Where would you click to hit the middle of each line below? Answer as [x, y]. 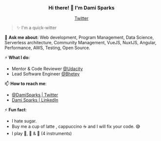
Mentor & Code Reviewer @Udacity [47, 69]
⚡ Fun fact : [16, 110]
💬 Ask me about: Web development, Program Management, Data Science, [79, 37]
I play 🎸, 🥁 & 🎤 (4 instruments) [42, 134]
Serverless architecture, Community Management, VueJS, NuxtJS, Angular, [80, 43]
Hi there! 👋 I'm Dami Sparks [81, 8]
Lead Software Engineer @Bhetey [46, 74]
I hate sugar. [24, 121]
